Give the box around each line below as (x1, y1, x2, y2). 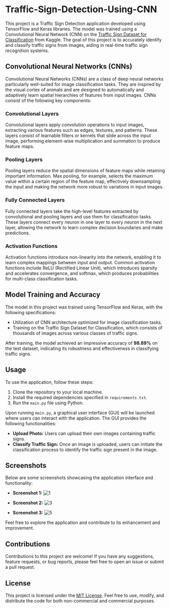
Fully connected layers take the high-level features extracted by (5, 208, 139, 214)
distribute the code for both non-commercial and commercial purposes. (5, 598, 155, 604)
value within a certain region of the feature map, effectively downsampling (5, 178, 161, 184)
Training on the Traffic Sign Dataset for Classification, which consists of (12, 324, 163, 330)
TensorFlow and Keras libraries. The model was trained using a (5, 25, 137, 32)
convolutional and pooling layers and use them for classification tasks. (5, 213, 152, 219)
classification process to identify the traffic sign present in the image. (12, 447, 158, 453)
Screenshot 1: (12, 490, 43, 496)
